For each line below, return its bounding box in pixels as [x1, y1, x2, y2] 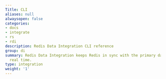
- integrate [5, 30, 30, 35]
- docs [5, 26, 19, 30]
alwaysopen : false [5, 16, 43, 21]
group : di [5, 48, 26, 53]
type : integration [5, 62, 43, 67]
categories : [5, 21, 30, 26]
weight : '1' [5, 67, 30, 72]
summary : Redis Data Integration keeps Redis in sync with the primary [5, 53, 156, 58]
